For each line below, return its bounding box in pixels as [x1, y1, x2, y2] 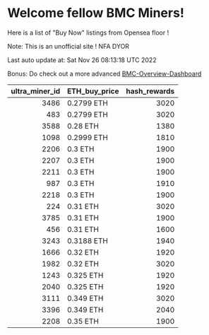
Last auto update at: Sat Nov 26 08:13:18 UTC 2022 [7, 55, 157, 64]
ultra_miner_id [11, 86, 61, 96]
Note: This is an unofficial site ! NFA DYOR [7, 42, 129, 50]
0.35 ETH [66, 316, 99, 326]
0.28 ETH [66, 121, 99, 131]
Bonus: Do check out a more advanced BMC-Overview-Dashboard [7, 69, 202, 78]
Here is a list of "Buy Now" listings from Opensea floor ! [7, 28, 169, 37]
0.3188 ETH [66, 235, 108, 245]
